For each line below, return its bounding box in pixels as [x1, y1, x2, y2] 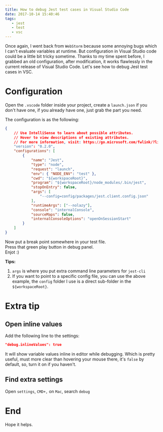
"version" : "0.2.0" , [14, 144, 55, 149]
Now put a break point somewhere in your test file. [5, 239, 106, 245]
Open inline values [5, 320, 63, 328]
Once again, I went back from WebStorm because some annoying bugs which [5, 43, 157, 49]
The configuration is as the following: [5, 116, 79, 122]
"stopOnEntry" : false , [31, 185, 77, 190]
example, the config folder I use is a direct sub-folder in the [12, 278, 131, 284]
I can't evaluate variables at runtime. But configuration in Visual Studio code [5, 48, 157, 54]
